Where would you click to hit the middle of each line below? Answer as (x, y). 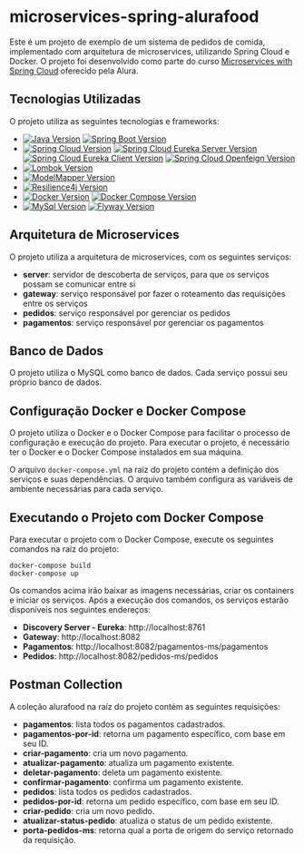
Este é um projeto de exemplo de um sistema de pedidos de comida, (137, 42)
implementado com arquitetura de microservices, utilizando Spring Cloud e (150, 51)
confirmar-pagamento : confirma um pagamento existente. (133, 781)
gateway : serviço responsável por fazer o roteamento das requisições (154, 293)
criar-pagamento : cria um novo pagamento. (105, 753)
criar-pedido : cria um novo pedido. (88, 810)
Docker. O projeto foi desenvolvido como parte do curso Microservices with (151, 61)
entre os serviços (55, 303)
